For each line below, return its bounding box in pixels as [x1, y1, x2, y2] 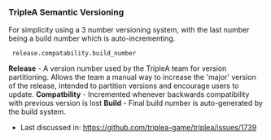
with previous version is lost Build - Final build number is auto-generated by [8, 98, 263, 108]
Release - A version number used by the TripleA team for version [8, 63, 227, 73]
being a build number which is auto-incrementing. [8, 33, 176, 43]
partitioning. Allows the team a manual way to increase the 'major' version [8, 72, 256, 82]
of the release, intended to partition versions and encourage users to [8, 81, 239, 91]
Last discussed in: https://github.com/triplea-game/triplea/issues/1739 [20, 123, 257, 133]
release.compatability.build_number [11, 50, 137, 58]
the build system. [8, 107, 67, 116]
